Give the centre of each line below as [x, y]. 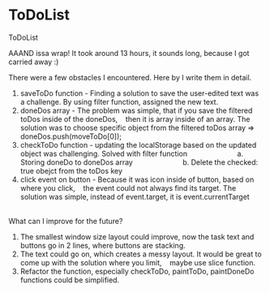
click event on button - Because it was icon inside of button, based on [137, 179]
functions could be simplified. [70, 280]
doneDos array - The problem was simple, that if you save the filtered [136, 110]
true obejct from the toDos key [71, 170]
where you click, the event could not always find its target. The [128, 187]
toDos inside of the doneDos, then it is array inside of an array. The [135, 118]
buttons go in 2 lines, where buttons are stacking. [103, 245]
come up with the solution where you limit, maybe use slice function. [137, 262]
